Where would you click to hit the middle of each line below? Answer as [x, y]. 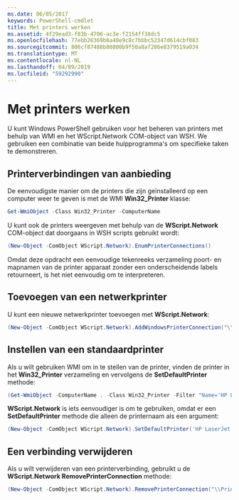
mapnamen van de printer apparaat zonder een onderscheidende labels [113, 267]
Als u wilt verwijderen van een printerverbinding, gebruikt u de [99, 469]
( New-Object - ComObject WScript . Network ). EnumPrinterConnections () [110, 246]
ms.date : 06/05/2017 [38, 14]
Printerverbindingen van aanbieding [90, 174]
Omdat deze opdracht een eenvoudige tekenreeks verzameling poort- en [115, 260]
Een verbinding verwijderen [70, 451]
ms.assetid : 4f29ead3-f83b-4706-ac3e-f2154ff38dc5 [84, 34]
